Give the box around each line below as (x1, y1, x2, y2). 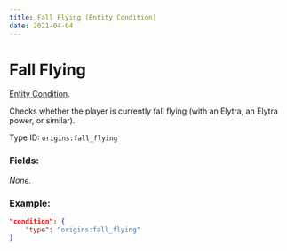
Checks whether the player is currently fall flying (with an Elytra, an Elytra (9, 106, 278, 116)
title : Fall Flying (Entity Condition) (9, 12, 157, 22)
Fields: (9, 154, 40, 167)
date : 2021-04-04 (9, 21, 74, 30)
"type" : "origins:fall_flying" (25, 225, 141, 234)
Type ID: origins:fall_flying (9, 132, 118, 143)
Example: (9, 197, 51, 209)
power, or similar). (9, 115, 76, 126)
